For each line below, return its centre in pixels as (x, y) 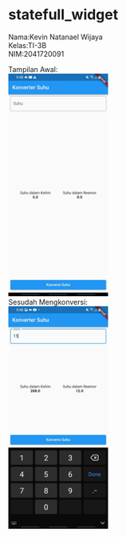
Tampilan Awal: (33, 69)
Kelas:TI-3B (28, 45)
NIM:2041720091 (36, 54)
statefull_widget (63, 15)
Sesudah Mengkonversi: (48, 303)
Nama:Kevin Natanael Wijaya (56, 37)
